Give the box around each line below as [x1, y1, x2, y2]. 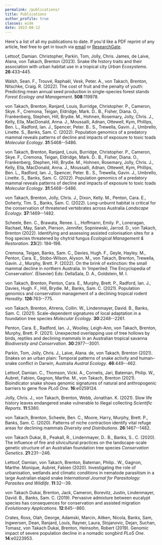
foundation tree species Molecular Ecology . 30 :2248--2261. [5, 316, 126, 322]
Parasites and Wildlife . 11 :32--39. [5, 480, 72, 486]
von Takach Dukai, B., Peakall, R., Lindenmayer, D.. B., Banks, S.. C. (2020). [5, 435, 156, 441]
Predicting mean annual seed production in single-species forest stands [5, 89, 149, 95]
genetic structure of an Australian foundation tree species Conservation [5, 445, 149, 451]
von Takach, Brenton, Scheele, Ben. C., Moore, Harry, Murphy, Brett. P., [5, 415, 148, 421]
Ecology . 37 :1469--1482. [5, 210, 55, 216]
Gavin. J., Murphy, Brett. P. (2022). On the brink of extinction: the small [5, 261, 147, 266]
